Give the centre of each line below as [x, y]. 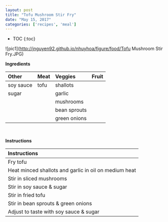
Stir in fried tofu [27, 195]
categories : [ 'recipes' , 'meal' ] [41, 24]
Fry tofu [17, 162]
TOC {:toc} [24, 39]
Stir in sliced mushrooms [38, 179]
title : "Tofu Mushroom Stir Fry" [41, 15]
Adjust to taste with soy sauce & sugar [54, 212]
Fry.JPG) [15, 54]
